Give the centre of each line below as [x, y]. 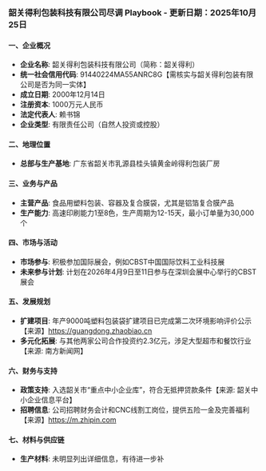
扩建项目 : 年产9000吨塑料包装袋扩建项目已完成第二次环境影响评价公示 [135, 321]
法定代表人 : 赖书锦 [50, 114]
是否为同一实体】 [62, 85]
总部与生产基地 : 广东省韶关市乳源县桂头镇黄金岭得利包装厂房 [120, 164]
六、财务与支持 [33, 370]
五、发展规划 [29, 301]
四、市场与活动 [33, 242]
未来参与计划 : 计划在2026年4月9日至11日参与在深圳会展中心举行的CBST [138, 271]
